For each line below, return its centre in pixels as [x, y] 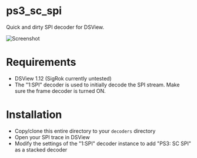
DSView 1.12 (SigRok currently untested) [63, 78]
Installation [34, 115]
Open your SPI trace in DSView [52, 137]
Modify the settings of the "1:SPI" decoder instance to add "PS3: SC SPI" [103, 143]
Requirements [41, 62]
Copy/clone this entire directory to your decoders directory [85, 131]
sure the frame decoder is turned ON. [60, 91]
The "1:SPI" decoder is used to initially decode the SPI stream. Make [97, 85]
